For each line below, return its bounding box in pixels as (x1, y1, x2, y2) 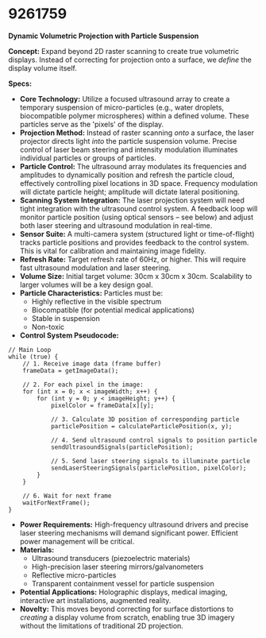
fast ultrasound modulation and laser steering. (19, 263, 171, 273)
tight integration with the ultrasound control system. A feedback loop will (19, 203, 258, 213)
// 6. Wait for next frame (22, 492, 112, 500)
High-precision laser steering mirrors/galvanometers (31, 562, 204, 571)
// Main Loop (8, 346, 52, 354)
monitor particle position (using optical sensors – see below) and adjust (19, 212, 254, 222)
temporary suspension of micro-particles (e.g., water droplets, (19, 102, 225, 112)
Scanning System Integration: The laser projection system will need (19, 195, 245, 205)
